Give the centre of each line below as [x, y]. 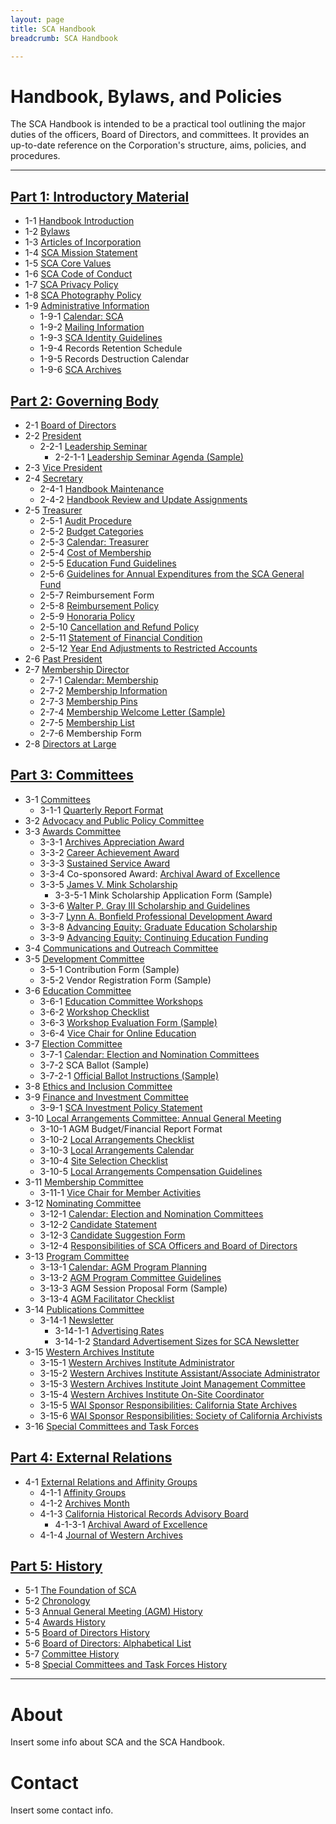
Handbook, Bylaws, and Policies [146, 96]
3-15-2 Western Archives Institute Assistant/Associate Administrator [179, 1373]
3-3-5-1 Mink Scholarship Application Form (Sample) [163, 895]
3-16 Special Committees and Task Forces [111, 1426]
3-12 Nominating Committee [83, 1203]
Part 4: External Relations [91, 1457]
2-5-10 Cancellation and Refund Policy [119, 627]
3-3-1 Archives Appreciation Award [112, 842]
